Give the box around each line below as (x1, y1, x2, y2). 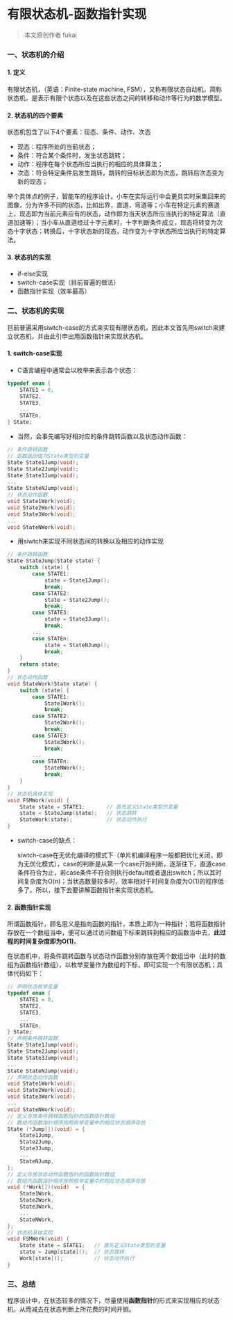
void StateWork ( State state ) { (7, 680, 98, 687)
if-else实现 (17, 269, 49, 278)
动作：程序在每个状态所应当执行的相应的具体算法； (17, 160, 164, 168)
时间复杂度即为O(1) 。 (19, 937, 80, 946)
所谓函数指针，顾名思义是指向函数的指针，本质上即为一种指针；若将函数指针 (7, 920, 226, 928)
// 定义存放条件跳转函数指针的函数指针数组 (7, 1113, 115, 1120)
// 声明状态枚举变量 (7, 983, 58, 990)
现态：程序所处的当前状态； (17, 143, 97, 151)
